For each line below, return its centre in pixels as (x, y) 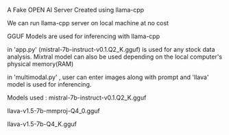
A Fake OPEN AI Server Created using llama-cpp (76, 10)
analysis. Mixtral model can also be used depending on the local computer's (115, 57)
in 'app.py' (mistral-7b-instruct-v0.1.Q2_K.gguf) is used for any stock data (111, 49)
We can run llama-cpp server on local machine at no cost (88, 23)
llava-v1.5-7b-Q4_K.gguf (42, 124)
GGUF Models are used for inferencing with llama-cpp (83, 36)
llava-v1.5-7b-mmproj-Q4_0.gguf (54, 111)
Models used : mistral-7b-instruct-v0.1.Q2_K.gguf (77, 97)
